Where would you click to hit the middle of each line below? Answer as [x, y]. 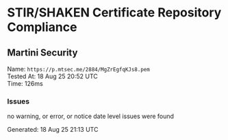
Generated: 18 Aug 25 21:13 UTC [53, 130]
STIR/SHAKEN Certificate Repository [114, 13]
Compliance [42, 27]
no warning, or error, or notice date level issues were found [91, 116]
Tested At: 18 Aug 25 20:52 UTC [52, 76]
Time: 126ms [25, 83]
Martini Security [42, 52]
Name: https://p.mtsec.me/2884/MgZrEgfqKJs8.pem [79, 69]
